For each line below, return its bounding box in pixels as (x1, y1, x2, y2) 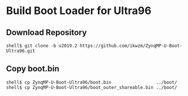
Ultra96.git (6, 48, 35, 54)
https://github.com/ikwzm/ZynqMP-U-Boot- (79, 43, 183, 49)
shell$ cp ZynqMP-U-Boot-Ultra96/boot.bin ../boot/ (6, 79, 177, 85)
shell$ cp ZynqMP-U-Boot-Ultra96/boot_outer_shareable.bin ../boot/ (6, 84, 177, 90)
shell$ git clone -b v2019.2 (6, 43, 78, 49)
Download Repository (6, 28, 87, 37)
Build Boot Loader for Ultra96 (6, 4, 152, 18)
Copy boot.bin (6, 64, 60, 74)
